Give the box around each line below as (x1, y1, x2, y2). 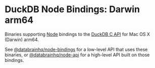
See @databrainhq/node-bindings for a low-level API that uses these (5, 46, 148, 52)
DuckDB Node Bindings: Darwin (5, 4, 140, 15)
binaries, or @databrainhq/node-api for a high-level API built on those (5, 52, 150, 58)
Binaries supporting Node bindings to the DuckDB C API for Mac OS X (5, 31, 150, 37)
